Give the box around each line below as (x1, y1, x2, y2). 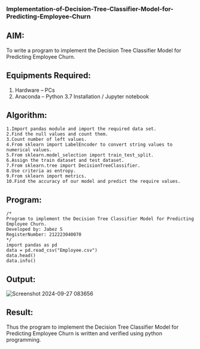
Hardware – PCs (14, 86, 55, 94)
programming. (6, 336, 41, 343)
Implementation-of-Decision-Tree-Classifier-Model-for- (6, 5, 174, 13)
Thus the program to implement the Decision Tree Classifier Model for (6, 323, 179, 330)
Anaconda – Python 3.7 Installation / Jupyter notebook (14, 92, 149, 100)
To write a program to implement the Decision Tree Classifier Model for (6, 47, 181, 54)
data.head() (6, 252, 36, 259)
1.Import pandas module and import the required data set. (6, 126, 157, 132)
